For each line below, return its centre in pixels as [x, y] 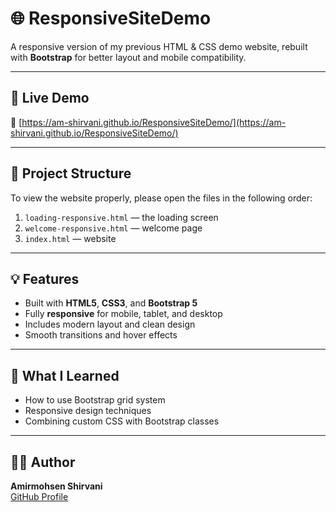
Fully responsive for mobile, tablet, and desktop [123, 314]
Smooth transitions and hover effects [101, 335]
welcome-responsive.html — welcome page [113, 228]
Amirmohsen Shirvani [56, 486]
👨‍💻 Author [43, 462]
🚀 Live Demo [50, 98]
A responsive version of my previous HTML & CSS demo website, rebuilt [159, 46]
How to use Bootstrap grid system [95, 400]
